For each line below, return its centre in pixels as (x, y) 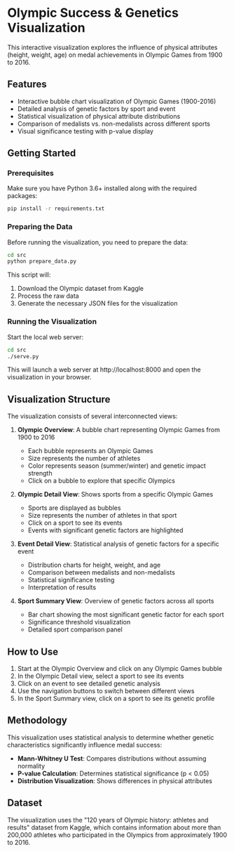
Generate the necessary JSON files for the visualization (97, 303)
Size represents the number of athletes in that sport (102, 516)
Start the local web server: (46, 337)
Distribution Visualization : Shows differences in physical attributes (115, 780)
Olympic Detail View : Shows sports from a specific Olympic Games (115, 494)
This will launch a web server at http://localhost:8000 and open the (104, 369)
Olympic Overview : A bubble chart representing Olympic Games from (119, 430)
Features (27, 85)
